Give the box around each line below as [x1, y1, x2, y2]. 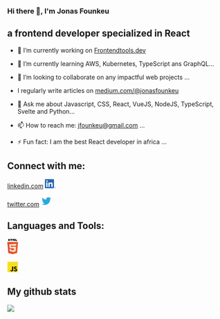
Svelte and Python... [17, 107, 75, 115]
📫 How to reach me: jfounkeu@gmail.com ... [17, 121, 145, 129]
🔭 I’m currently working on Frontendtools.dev [17, 46, 147, 54]
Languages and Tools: [7, 220, 105, 232]
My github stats [7, 286, 77, 298]
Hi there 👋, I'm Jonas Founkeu [7, 6, 109, 16]
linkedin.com [7, 182, 44, 190]
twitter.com [7, 200, 39, 208]
